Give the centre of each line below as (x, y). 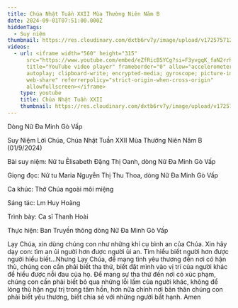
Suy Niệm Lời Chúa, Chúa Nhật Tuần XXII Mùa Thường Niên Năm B (105, 140)
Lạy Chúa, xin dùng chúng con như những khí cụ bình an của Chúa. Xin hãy (117, 244)
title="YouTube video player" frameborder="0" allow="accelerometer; (131, 67)
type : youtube (41, 93)
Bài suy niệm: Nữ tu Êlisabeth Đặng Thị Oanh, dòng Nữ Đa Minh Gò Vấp (112, 161)
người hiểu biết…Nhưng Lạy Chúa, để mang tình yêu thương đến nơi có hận (117, 259)
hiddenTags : (25, 27)
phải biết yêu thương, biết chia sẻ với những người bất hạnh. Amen (104, 297)
